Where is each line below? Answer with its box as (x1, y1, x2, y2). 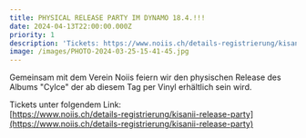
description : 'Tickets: (9, 38, 100, 48)
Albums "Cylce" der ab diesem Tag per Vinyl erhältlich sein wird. (9, 82, 252, 93)
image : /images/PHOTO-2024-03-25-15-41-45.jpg (9, 47, 189, 56)
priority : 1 (9, 30, 55, 39)
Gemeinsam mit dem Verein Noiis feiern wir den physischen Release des (9, 72, 281, 83)
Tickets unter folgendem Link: (9, 99, 121, 110)
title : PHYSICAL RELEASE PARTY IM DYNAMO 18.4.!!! (9, 13, 206, 23)
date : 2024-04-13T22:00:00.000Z (9, 22, 132, 31)
